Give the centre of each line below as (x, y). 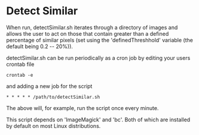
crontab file (20, 64)
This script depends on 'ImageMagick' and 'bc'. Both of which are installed (98, 120)
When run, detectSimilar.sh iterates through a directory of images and (92, 27)
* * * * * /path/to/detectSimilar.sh (53, 97)
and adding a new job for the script (49, 86)
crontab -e (20, 75)
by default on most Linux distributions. (53, 125)
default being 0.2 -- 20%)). (40, 46)
